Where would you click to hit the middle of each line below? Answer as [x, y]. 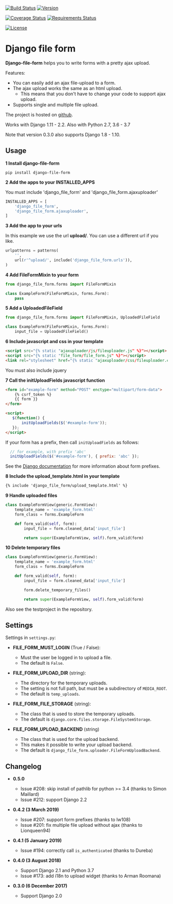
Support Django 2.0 [41, 896]
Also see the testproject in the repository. [49, 609]
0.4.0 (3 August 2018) [37, 861]
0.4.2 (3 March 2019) [36, 810]
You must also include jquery [36, 370]
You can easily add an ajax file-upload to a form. [64, 83]
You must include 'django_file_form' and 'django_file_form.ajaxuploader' [82, 192]
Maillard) [30, 794]
